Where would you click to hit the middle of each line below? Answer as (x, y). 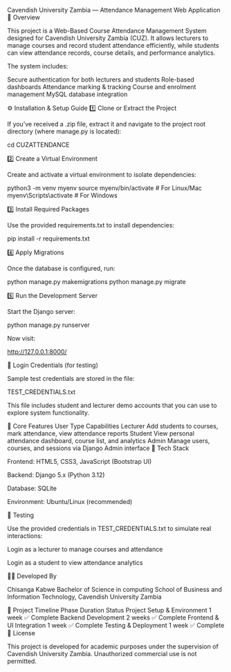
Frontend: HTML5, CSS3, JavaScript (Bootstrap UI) (80, 461)
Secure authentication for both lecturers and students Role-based (101, 80)
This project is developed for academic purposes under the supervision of (113, 646)
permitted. (22, 661)
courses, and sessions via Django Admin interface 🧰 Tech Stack (98, 448)
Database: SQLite (32, 488)
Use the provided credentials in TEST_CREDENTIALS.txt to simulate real (109, 529)
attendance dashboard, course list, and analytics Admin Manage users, (109, 441)
